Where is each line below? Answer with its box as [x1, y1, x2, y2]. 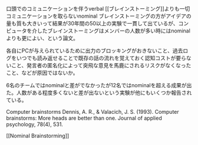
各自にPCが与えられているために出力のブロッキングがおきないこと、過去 [6, 47, 183, 54]
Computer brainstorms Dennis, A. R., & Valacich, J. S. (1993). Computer [6, 108, 180, 115]
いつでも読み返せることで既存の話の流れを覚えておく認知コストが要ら [16, 55, 187, 61]
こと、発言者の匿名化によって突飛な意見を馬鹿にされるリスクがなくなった [11, 62, 192, 69]
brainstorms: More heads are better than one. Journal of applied [6, 114, 162, 121]
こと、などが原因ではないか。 [6, 70, 78, 76]
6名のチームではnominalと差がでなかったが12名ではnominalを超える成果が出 [6, 82, 192, 88]
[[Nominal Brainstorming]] [6, 132, 70, 139]
